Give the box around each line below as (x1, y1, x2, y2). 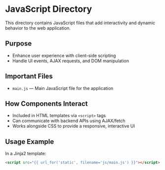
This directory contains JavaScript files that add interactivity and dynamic (5, 20, 156, 26)
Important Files (5, 72, 53, 81)
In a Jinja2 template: (5, 151, 46, 157)
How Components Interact (5, 99, 88, 108)
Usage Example (5, 137, 54, 146)
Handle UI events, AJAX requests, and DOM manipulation (12, 58, 129, 64)
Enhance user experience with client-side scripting (12, 52, 116, 58)
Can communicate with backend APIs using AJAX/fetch (12, 118, 125, 124)
